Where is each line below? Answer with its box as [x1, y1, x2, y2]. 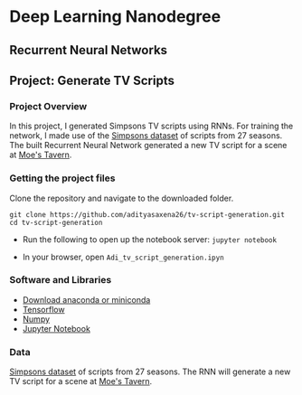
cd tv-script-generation [9, 218, 103, 227]
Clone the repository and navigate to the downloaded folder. [9, 193, 234, 203]
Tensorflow [22, 304, 65, 315]
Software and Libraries [9, 274, 112, 287]
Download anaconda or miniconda [22, 294, 151, 305]
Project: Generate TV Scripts [9, 72, 175, 88]
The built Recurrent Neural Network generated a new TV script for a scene [9, 140, 288, 151]
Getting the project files [9, 172, 116, 184]
